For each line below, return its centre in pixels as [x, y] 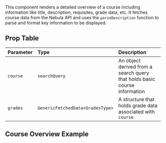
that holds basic [137, 79]
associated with [137, 111]
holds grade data [138, 106]
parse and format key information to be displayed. [56, 23]
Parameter [20, 52]
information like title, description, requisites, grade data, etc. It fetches [77, 12]
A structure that [136, 99]
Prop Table [22, 38]
